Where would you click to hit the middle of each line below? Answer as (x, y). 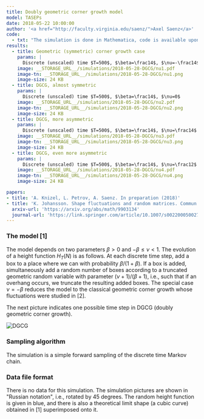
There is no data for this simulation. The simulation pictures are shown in (97, 390)
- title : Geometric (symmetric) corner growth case (79, 52)
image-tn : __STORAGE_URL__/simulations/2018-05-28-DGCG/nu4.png (100, 176)
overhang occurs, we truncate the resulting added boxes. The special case (100, 283)
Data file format (30, 377)
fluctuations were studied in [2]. (46, 296)
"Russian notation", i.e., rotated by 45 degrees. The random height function (100, 397)
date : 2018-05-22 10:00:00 (40, 23)
